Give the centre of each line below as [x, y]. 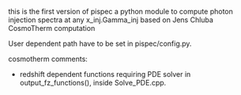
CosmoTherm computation [52, 28]
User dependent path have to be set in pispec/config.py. [100, 44]
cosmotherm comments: [48, 59]
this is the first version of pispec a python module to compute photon [120, 11]
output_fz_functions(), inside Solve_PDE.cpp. [93, 83]
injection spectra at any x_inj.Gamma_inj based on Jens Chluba [111, 20]
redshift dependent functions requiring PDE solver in [105, 74]
